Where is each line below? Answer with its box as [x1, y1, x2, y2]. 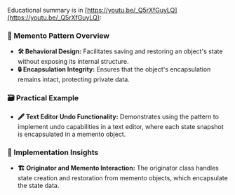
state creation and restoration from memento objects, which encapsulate [17, 173, 228, 182]
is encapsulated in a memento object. [17, 130, 126, 138]
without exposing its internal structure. [17, 58, 129, 66]
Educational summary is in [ [7, 6, 88, 14]
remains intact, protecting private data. [17, 75, 130, 83]
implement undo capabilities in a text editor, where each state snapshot [17, 122, 224, 130]
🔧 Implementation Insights [7, 147, 99, 157]
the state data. [17, 181, 60, 189]
